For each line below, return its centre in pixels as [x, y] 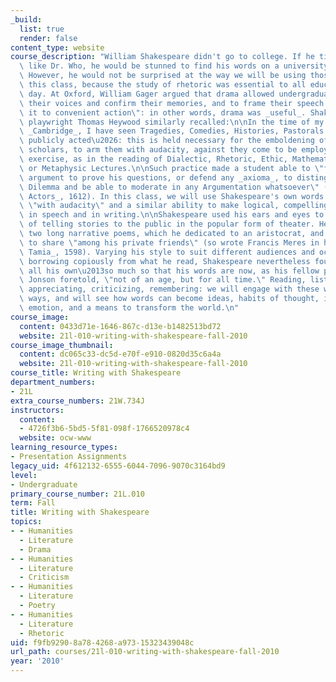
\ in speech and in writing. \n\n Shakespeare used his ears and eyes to [172, 215]
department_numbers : [53, 382]
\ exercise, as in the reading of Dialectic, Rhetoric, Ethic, [153, 159]
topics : [26, 522]
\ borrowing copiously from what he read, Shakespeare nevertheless [165, 261]
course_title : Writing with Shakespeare [96, 373]
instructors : [37, 410]
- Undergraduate [44, 484]
